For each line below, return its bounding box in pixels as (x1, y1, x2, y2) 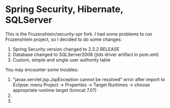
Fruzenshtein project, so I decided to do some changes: (5, 36, 122, 42)
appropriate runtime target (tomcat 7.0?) (12, 87, 97, 93)
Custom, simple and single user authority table (12, 57, 111, 63)
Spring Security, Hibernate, (5, 4, 123, 15)
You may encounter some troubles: (5, 67, 79, 73)
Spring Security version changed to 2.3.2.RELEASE (12, 46, 120, 52)
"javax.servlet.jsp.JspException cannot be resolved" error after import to (12, 76, 165, 82)
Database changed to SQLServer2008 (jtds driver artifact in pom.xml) (12, 51, 159, 58)
